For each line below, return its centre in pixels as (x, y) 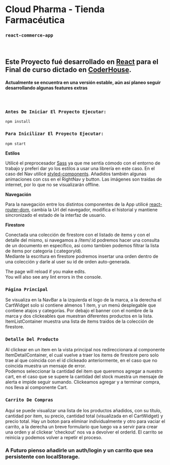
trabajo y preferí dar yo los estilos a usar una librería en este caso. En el (80, 168)
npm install (18, 122)
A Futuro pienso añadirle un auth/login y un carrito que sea (79, 450)
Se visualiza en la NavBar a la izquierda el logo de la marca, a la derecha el (83, 300)
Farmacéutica (35, 20)
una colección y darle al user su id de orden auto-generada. (68, 261)
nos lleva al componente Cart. (37, 387)
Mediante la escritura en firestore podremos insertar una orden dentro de (82, 256)
